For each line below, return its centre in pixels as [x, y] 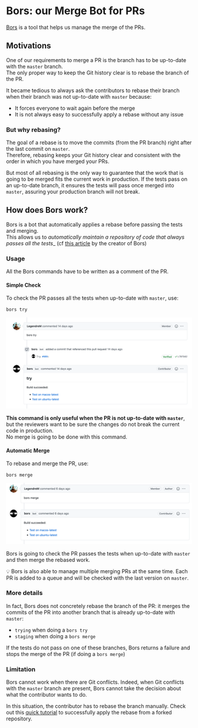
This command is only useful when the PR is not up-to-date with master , [96, 418]
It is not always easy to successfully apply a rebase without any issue [99, 114]
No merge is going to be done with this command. [67, 437]
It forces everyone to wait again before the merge [75, 108]
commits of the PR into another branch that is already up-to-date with [90, 612]
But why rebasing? [33, 129]
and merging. [22, 230]
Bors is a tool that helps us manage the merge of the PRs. [76, 27]
